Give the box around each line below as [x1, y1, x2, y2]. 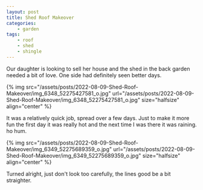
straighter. [6, 177, 32, 184]
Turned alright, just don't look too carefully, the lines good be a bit [6, 170, 171, 177]
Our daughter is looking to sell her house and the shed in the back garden [6, 65, 190, 72]
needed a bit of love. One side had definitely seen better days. [6, 71, 162, 79]
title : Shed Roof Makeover [6, 15, 75, 21]
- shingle [17, 49, 42, 55]
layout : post [6, 8, 39, 15]
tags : [6, 32, 20, 38]
